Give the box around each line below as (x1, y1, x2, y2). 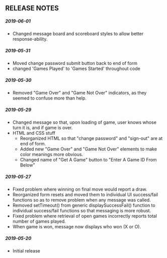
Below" (20, 162, 35, 168)
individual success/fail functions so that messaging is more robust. (12, 208, 151, 214)
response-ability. (12, 36, 48, 42)
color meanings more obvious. (20, 151, 83, 157)
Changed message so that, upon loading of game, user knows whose (12, 119, 157, 125)
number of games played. (12, 218, 66, 224)
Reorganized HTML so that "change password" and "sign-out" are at (20, 135, 163, 141)
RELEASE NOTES (5, 4, 59, 13)
